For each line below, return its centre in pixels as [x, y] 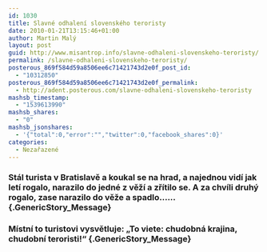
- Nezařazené [37, 150]
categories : [28, 142]
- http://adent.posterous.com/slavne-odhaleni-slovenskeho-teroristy [133, 90]
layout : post [30, 46]
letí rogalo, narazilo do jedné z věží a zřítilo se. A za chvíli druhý [133, 187]
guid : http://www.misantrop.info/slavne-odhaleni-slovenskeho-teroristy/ [134, 53]
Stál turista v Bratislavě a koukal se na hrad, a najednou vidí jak [133, 178]
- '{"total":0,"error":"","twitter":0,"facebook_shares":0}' [120, 134]
